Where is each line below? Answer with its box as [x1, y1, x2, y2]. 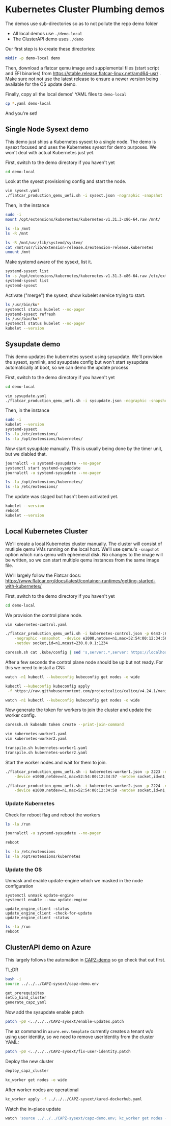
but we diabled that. [5, 451, 47, 457]
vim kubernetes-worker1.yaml [5, 732, 67, 737]
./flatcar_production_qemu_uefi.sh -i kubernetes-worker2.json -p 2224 [5, 783, 160, 788]
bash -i [5, 976, 22, 981]
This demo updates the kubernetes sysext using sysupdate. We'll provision [5, 354, 163, 360]
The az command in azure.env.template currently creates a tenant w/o [5, 1028, 154, 1035]
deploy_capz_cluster [5, 1068, 49, 1073]
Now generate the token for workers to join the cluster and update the [5, 707, 152, 713]
